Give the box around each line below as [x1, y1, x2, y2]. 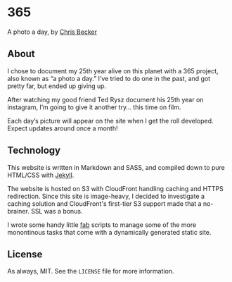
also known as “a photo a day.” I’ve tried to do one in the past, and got [7, 74, 211, 82]
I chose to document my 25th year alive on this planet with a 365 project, [7, 66, 219, 75]
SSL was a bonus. [30, 207, 83, 215]
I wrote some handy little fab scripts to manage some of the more [7, 220, 197, 229]
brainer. [7, 207, 30, 215]
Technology [7, 145, 61, 157]
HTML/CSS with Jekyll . [7, 171, 75, 179]
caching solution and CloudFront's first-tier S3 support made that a [7, 199, 202, 208]
